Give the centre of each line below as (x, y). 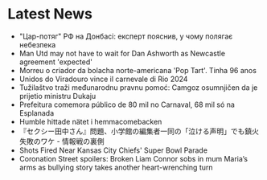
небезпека (37, 44)
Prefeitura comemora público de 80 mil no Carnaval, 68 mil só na (127, 104)
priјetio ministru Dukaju (58, 96)
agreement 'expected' (56, 62)
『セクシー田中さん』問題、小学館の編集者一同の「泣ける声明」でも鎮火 (139, 131)
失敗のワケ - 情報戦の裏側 (62, 141)
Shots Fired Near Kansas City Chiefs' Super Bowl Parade (113, 150)
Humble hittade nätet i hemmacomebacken (90, 121)
